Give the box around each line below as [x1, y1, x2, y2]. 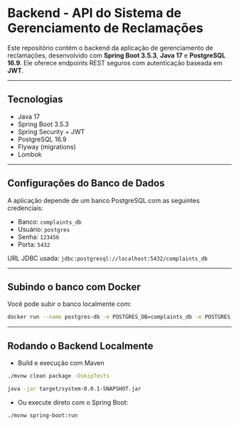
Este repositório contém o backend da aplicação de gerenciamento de [7, 43, 213, 52]
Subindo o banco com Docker [7, 280, 141, 293]
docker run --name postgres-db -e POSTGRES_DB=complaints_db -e [7, 314, 202, 321]
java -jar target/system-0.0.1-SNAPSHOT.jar [7, 385, 142, 392]
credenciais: [7, 204, 44, 212]
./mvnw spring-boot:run [7, 412, 78, 419]
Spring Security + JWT [17, 127, 85, 136]
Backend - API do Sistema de [7, 5, 182, 21]
